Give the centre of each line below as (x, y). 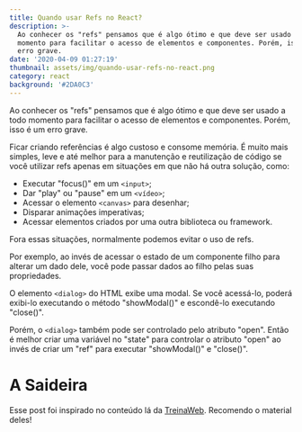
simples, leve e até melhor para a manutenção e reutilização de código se (146, 156)
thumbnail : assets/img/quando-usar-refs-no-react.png (112, 68)
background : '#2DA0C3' (52, 85)
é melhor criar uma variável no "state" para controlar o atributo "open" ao (145, 339)
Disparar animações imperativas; (83, 211)
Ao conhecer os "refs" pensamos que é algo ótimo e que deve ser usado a (147, 110)
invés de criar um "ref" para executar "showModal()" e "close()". (129, 348)
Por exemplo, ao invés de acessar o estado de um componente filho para (145, 256)
